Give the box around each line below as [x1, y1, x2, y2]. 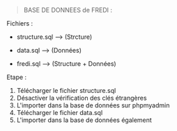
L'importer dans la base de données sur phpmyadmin [16, 101, 170, 110]
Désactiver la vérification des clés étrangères [16, 94, 147, 102]
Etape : [6, 73, 27, 81]
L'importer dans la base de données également [16, 116, 153, 124]
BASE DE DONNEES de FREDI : [23, 6, 113, 14]
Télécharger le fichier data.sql [16, 109, 103, 116]
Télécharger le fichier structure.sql [16, 87, 116, 94]
